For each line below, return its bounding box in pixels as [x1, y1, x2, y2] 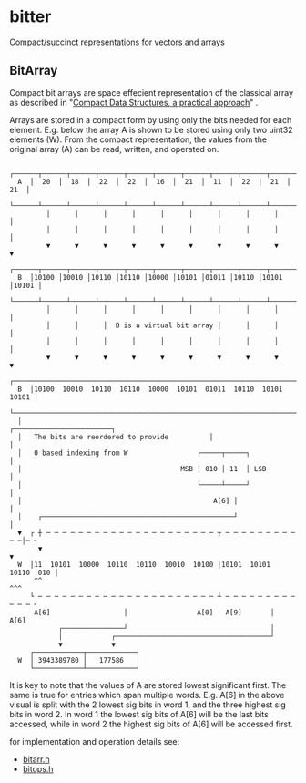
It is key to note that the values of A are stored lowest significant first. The [9, 679, 287, 690]
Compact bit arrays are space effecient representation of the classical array [9, 87, 294, 98]
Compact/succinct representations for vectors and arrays [9, 36, 225, 47]
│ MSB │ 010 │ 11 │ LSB [17, 464, 267, 473]
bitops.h [22, 763, 54, 774]
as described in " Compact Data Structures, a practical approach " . [9, 97, 259, 108]
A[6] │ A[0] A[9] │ [33, 608, 275, 617]
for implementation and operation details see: [9, 736, 180, 747]
